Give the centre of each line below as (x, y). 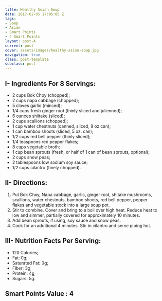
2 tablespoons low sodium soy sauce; (50, 162)
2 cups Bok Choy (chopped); (41, 95)
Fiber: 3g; (22, 268)
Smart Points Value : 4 (39, 293)
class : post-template (27, 59)
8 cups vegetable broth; (36, 147)
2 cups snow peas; (31, 157)
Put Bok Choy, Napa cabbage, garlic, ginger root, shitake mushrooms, (82, 195)
